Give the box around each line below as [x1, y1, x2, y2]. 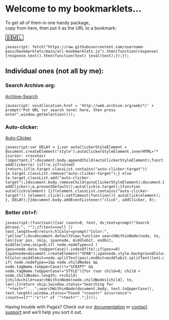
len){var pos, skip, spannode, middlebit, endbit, [5, 238, 114, 243]
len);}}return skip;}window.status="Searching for [5, 282, 114, 287]
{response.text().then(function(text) [5, 53, 87, 58]
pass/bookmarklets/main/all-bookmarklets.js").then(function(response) [5, 49, 158, 54]
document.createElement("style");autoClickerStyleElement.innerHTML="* [5, 149, 158, 154]
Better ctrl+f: [5, 209, 38, 216]
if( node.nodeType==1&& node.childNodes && [5, 260, 98, 265]
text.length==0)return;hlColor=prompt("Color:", [5, 229, 109, 234]
